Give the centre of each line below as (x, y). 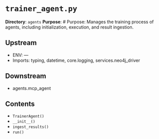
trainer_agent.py (41, 9)
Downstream (26, 76)
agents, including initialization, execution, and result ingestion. (69, 27)
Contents (20, 104)
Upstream (21, 43)
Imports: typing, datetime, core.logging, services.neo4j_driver (76, 60)
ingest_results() (31, 127)
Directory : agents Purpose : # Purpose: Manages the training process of (79, 22)
